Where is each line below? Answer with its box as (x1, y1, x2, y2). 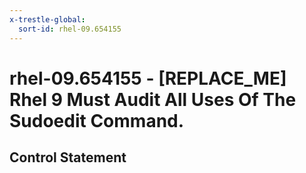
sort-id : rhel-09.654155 (18, 24, 122, 34)
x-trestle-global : (9, 14, 86, 25)
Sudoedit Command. (9, 109, 185, 132)
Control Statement (9, 149, 127, 166)
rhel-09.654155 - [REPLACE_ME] (9, 67, 287, 90)
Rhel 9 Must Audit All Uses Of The (9, 88, 297, 111)
